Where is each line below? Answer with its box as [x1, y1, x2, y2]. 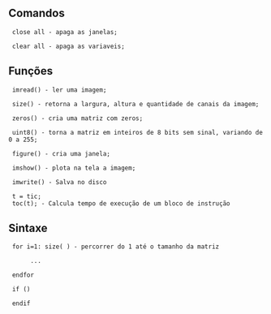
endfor [11, 271, 35, 279]
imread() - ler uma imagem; [11, 85, 107, 94]
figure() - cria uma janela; [11, 149, 111, 157]
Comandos [8, 6, 65, 20]
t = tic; [11, 192, 42, 200]
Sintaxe [8, 222, 48, 235]
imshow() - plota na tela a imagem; [11, 164, 136, 172]
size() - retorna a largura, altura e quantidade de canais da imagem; [11, 100, 260, 108]
